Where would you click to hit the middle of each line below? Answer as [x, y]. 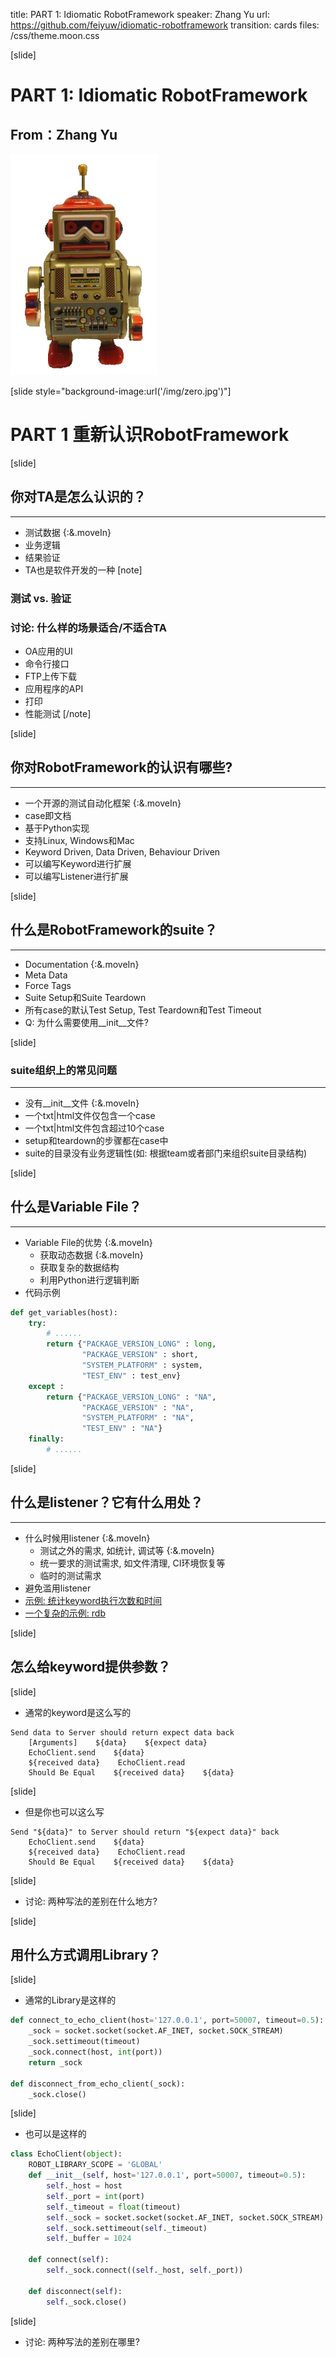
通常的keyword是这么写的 [78, 1712]
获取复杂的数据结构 [79, 1267]
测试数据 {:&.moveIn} [68, 532]
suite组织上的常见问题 [64, 1070]
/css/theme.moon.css [55, 35]
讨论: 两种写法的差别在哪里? [82, 2341]
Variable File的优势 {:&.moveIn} [88, 1242]
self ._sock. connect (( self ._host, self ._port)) [145, 2270]
